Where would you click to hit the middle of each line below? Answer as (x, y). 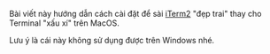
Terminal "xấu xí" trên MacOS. (64, 23)
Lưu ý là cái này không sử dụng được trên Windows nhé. (112, 40)
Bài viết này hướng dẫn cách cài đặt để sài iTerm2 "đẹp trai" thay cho (135, 14)
